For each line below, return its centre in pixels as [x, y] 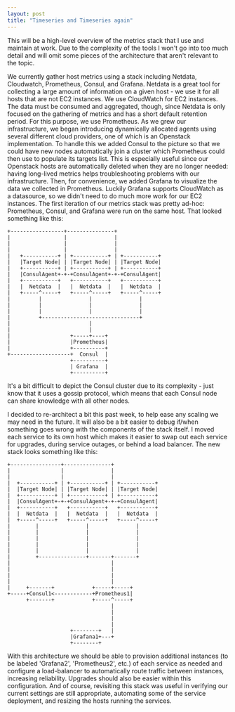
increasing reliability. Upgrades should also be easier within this [99, 678]
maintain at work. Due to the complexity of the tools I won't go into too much [118, 48]
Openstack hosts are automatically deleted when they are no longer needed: [118, 166]
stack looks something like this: [53, 451]
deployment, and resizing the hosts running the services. [89, 701]
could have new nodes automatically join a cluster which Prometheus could [116, 151]
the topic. [21, 63]
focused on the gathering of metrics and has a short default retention [107, 114]
